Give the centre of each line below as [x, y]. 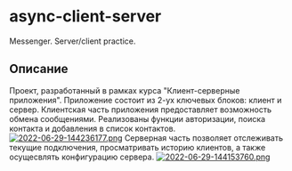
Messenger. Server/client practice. [73, 41]
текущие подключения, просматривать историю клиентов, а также [138, 147]
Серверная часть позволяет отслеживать [203, 138]
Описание [39, 69]
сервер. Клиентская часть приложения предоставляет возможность [141, 110]
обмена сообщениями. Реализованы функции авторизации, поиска [137, 118]
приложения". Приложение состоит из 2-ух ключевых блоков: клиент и [146, 100]
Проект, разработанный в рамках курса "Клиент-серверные [125, 90]
